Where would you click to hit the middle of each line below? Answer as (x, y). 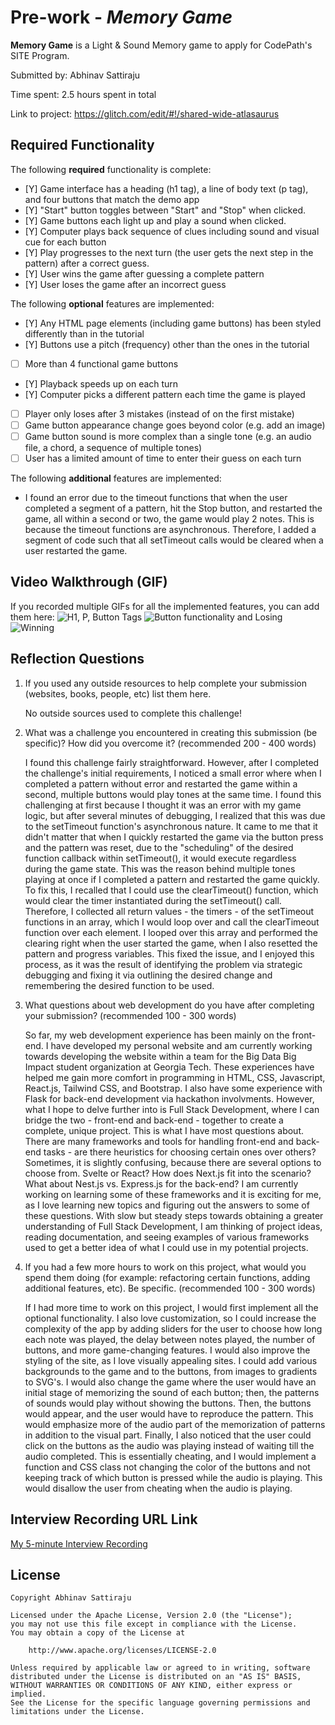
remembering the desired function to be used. (119, 985)
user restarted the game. (76, 551)
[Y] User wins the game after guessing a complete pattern (144, 273)
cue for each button (65, 242)
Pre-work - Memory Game (121, 17)
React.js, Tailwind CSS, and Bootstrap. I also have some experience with (173, 1088)
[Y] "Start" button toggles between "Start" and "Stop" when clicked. (165, 210)
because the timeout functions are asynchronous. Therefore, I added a (170, 530)
